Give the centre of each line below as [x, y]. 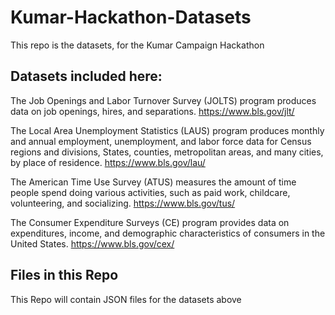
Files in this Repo [64, 275]
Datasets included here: [86, 76]
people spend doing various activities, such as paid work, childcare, [150, 192]
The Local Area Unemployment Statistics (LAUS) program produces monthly [167, 130]
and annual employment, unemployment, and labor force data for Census [161, 141]
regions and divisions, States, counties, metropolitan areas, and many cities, [167, 152]
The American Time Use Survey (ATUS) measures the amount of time [153, 182]
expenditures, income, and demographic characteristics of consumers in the [168, 233]
